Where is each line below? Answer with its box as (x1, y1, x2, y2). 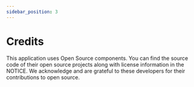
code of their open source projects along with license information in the (6, 61, 184, 68)
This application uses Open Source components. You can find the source (6, 55, 189, 62)
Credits (6, 34, 44, 48)
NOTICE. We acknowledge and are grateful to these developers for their (6, 67, 186, 74)
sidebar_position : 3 (6, 8, 59, 15)
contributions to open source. (6, 73, 80, 81)
